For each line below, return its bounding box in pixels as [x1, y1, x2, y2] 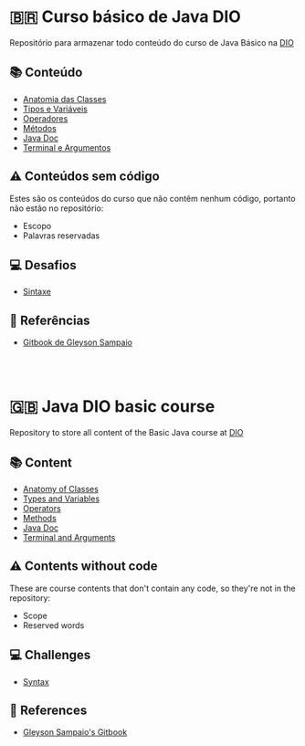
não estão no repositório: [9, 203, 104, 214]
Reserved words [22, 619, 85, 631]
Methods [22, 512, 57, 523]
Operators [22, 502, 61, 513]
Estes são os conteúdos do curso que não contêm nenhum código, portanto [9, 193, 296, 204]
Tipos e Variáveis [22, 103, 89, 114]
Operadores [22, 112, 68, 124]
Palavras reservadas [22, 230, 100, 241]
